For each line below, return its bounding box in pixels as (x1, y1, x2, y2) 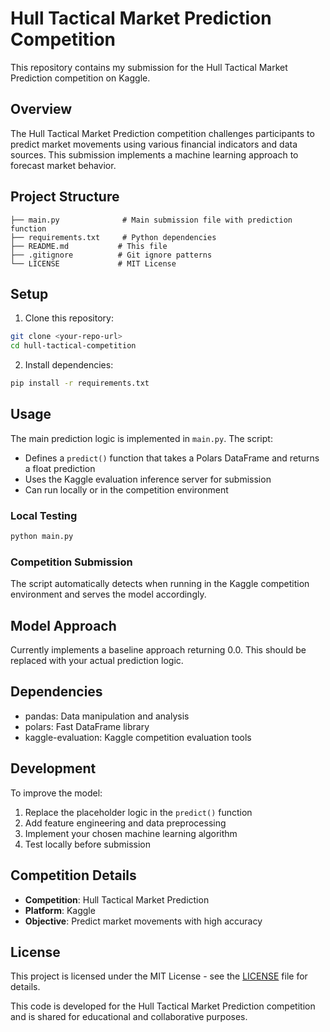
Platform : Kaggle (24, 904, 96, 916)
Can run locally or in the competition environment (24, 483, 229, 496)
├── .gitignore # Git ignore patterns (10, 250, 213, 260)
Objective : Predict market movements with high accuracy (24, 915, 263, 927)
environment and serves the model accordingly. (10, 588, 207, 601)
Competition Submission (10, 555, 133, 569)
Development (10, 760, 97, 777)
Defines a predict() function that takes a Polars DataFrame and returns (24, 452, 320, 464)
